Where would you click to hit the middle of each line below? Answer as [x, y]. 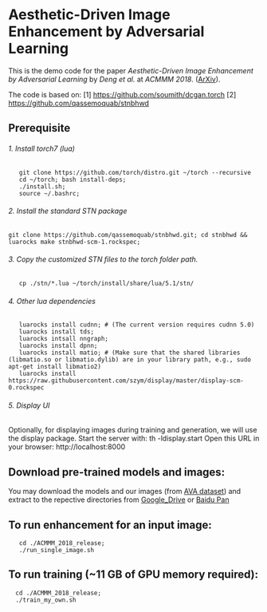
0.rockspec [26, 388]
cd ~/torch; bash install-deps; [73, 180]
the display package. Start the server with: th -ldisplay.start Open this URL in [134, 438]
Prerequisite [39, 128]
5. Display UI [29, 405]
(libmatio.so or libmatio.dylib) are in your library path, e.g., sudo [130, 360]
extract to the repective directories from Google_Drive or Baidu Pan [119, 499]
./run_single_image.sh [56, 550]
